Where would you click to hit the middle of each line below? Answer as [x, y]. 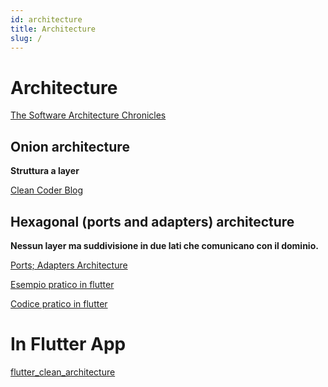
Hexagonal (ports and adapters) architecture [152, 221]
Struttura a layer [45, 171]
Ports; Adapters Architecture [69, 265]
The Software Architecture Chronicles [88, 115]
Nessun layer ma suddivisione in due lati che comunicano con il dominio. [164, 245]
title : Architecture [53, 29]
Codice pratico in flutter [59, 303]
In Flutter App [68, 344]
